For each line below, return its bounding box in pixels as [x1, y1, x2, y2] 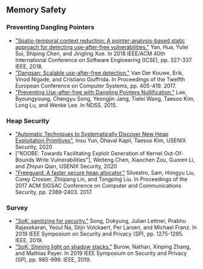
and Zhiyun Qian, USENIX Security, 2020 [15, 162, 118, 169]
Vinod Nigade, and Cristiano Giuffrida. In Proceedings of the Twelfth [15, 75, 185, 83]
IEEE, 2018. [15, 63, 44, 70]
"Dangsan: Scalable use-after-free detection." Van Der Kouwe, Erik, [15, 69, 184, 77]
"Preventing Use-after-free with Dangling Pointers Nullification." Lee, [15, 88, 187, 96]
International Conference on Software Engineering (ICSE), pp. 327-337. [15, 56, 193, 63]
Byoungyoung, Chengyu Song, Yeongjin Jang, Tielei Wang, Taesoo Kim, [15, 95, 195, 102]
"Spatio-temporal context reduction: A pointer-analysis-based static [15, 36, 185, 44]
